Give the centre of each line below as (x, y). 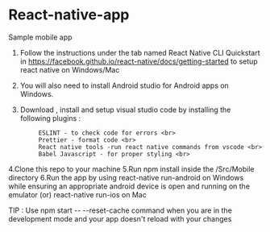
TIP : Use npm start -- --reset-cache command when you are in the (120, 210)
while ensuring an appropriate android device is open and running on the (129, 186)
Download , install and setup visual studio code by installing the (125, 110)
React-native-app (69, 15)
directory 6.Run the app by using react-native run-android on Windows (126, 177)
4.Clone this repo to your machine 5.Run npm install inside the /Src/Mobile (131, 169)
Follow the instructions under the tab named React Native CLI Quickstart (140, 52)
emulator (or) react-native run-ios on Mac (77, 194)
